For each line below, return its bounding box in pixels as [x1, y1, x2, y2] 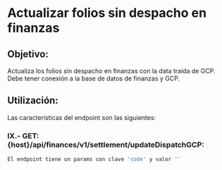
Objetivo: [7, 48, 49, 60]
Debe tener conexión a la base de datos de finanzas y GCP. [7, 74, 180, 83]
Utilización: [7, 95, 58, 107]
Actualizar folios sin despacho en [7, 5, 206, 21]
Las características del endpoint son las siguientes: [7, 113, 156, 121]
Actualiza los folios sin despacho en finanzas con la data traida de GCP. [7, 67, 216, 75]
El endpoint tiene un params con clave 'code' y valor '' [7, 156, 181, 163]
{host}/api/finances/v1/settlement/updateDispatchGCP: [7, 140, 204, 150]
